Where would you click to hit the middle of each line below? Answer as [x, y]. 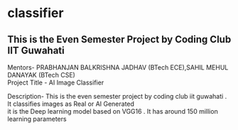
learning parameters [37, 119]
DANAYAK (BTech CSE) [42, 75]
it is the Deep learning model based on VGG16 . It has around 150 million [113, 111]
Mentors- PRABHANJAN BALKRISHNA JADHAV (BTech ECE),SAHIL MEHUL [118, 67]
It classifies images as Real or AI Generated [71, 104]
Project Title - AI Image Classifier [56, 82]
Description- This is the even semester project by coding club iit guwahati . [117, 96]
